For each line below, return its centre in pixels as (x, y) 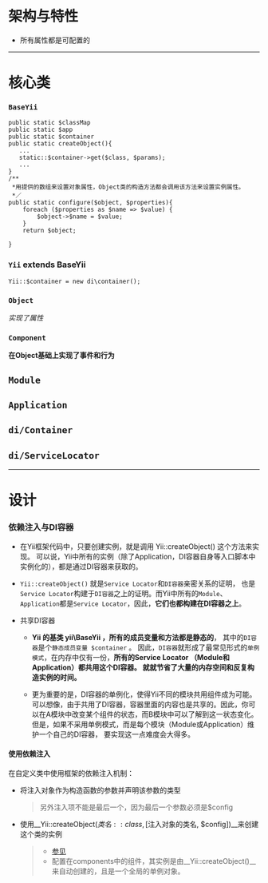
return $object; (50, 231)
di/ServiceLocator (54, 455)
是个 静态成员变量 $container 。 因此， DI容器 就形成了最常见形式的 (143, 647)
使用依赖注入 (29, 754)
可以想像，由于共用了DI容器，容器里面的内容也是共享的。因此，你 (140, 704)
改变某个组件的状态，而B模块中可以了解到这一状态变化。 (165, 714)
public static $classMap (49, 123)
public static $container (51, 137)
